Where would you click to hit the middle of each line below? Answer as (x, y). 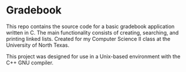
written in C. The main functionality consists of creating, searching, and (92, 32)
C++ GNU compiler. (30, 63)
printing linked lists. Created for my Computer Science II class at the (88, 39)
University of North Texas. (38, 45)
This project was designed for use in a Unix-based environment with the (93, 56)
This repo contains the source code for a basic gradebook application (90, 26)
